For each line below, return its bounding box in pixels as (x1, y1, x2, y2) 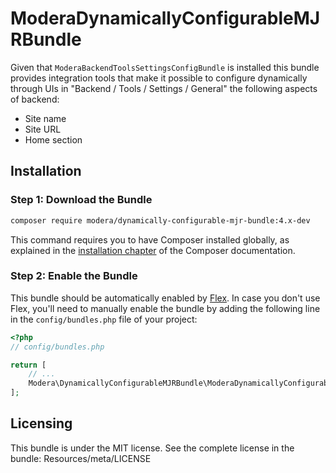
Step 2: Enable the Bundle (10, 269, 138, 283)
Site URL (24, 123, 62, 135)
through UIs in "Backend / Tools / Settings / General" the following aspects (10, 82, 318, 94)
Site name (24, 112, 67, 124)
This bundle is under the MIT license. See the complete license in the (10, 442, 295, 454)
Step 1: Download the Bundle (10, 193, 153, 207)
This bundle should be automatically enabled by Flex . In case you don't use (10, 292, 321, 304)
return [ (10, 360, 47, 370)
